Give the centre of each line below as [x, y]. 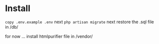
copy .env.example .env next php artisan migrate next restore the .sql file [79, 22]
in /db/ [12, 27]
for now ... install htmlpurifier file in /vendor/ [49, 36]
